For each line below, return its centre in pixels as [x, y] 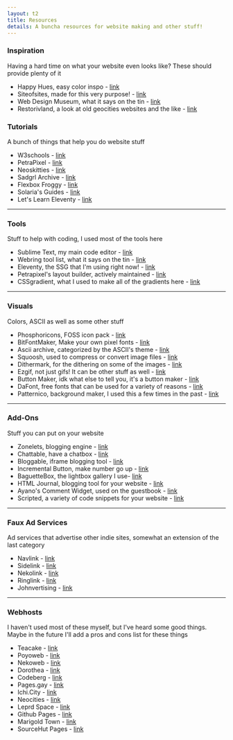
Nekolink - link [38, 573]
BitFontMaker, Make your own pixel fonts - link [84, 342]
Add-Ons [23, 418]
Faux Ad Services [37, 522]
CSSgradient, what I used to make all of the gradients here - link [109, 282]
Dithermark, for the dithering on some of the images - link [100, 364]
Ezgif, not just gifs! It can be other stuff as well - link [92, 371]
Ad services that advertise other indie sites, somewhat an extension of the [113, 538]
